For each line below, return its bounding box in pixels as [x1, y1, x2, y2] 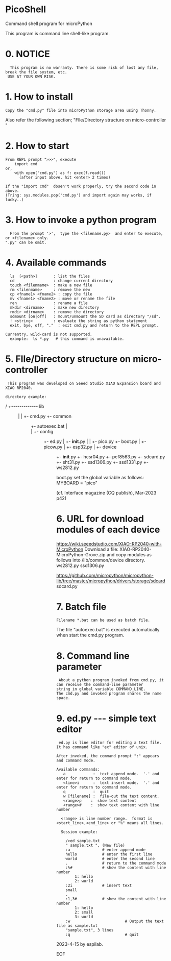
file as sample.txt [56, 923, 98, 928]
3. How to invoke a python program [5, 214, 157, 226]
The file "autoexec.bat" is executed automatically [56, 627, 160, 633]
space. [56, 696, 70, 701]
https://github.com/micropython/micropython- [56, 572, 154, 578]
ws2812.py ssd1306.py [56, 562, 105, 569]
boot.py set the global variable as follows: [56, 474, 144, 480]
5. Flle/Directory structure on [5, 353, 131, 364]
